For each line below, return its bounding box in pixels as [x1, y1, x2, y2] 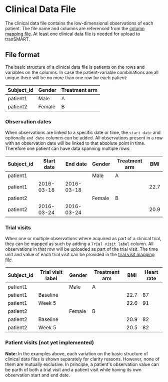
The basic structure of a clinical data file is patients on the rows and [5, 64, 145, 70]
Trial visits [5, 224, 31, 231]
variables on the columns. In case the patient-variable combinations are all [5, 69, 159, 75]
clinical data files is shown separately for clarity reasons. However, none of [5, 356, 160, 362]
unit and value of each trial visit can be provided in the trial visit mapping [5, 252, 155, 258]
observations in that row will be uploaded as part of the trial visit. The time [5, 246, 158, 252]
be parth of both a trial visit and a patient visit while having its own [5, 366, 141, 372]
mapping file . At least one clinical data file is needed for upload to [5, 31, 140, 37]
